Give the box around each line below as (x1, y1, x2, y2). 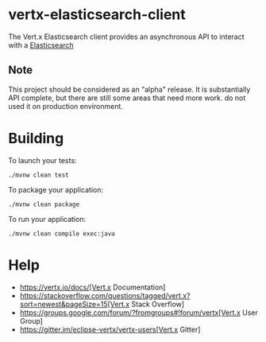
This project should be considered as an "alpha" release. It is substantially (8, 84, 251, 94)
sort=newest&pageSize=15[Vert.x (19, 299, 130, 309)
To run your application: (8, 214, 86, 223)
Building (8, 129, 64, 147)
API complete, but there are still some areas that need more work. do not (8, 93, 246, 103)
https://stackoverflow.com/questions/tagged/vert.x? (19, 290, 191, 300)
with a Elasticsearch (8, 40, 74, 49)
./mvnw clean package (8, 200, 80, 208)
